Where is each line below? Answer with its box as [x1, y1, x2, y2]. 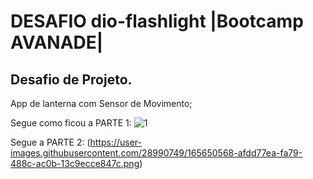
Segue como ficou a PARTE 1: [10, 117, 132, 129]
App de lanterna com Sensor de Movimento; [10, 98, 193, 109]
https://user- [89, 136, 143, 148]
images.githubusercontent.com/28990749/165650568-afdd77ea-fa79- [10, 147, 303, 159]
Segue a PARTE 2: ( [10, 136, 91, 148]
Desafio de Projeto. [10, 71, 133, 88]
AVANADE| [10, 31, 104, 54]
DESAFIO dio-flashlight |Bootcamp [10, 10, 304, 33]
